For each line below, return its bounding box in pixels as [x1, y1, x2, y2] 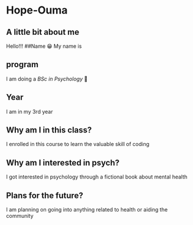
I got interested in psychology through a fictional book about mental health [6, 173, 188, 180]
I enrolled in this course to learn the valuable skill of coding [6, 141, 149, 148]
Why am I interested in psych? [6, 157, 120, 168]
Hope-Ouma [6, 4, 68, 17]
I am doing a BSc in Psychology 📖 [6, 75, 88, 82]
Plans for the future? [6, 190, 84, 200]
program [6, 59, 39, 70]
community [6, 213, 34, 220]
